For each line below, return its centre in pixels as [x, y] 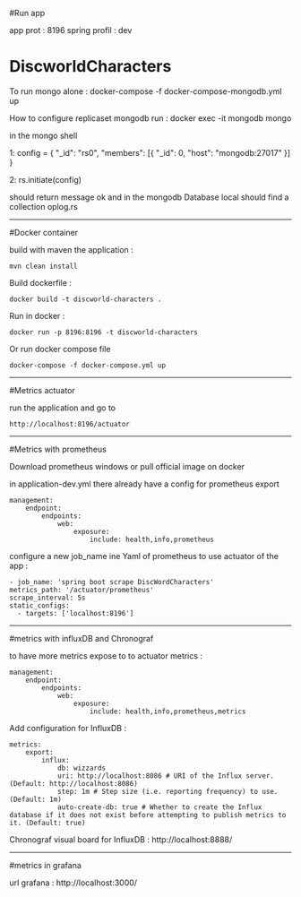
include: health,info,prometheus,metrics [168, 712]
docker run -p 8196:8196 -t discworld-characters [104, 332]
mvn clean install [43, 266]
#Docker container [44, 232]
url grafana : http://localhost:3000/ [73, 883]
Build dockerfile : [40, 282]
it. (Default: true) [48, 823]
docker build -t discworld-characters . [86, 299]
